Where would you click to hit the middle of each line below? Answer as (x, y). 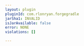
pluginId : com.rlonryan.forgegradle (42, 14)
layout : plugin (20, 9)
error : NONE (17, 28)
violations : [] (20, 32)
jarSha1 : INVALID (23, 18)
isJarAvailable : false (28, 23)
